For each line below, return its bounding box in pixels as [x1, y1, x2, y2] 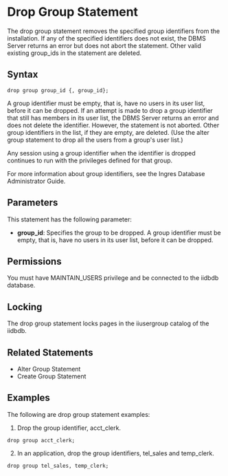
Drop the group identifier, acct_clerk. [16, 424, 122, 432]
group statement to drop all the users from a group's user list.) [7, 136, 183, 144]
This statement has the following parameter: [7, 215, 132, 224]
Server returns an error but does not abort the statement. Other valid [7, 41, 201, 50]
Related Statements [7, 347, 93, 358]
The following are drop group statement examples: [7, 410, 150, 418]
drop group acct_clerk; [7, 437, 76, 444]
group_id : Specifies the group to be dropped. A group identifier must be [16, 228, 221, 237]
